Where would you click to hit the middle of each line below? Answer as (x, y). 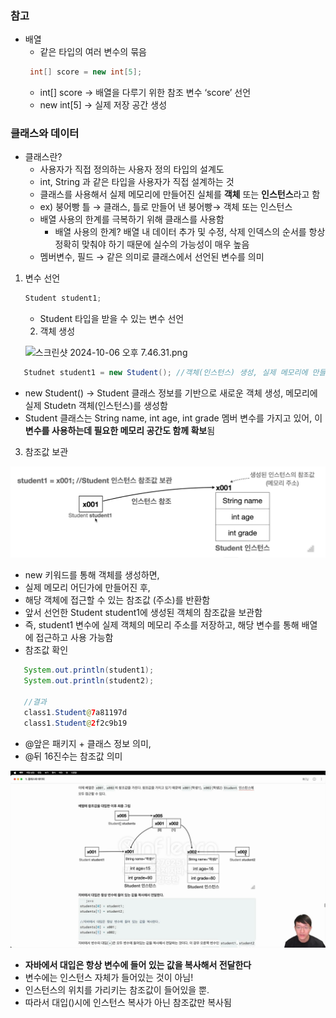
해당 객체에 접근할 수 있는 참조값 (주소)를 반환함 (117, 600)
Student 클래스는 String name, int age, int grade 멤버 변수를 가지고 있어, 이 (173, 418)
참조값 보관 (46, 452)
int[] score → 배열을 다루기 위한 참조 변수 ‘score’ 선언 (145, 93)
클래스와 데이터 (45, 134)
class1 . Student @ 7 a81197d (75, 712)
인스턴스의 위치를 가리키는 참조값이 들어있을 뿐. (117, 990)
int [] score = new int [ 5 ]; (86, 72)
